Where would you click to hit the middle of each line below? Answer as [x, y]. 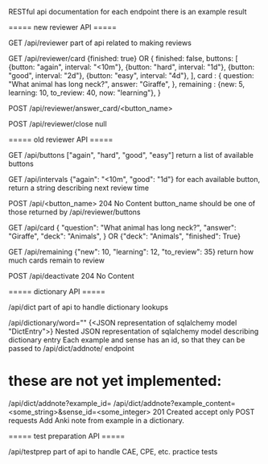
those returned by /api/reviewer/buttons [74, 212]
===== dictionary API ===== [57, 292]
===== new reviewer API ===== [63, 27]
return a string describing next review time [79, 188]
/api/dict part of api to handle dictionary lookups [89, 307]
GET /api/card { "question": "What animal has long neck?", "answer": [122, 228]
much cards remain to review [56, 260]
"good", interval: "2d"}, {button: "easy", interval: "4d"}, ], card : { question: [132, 75]
